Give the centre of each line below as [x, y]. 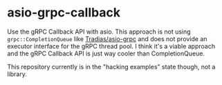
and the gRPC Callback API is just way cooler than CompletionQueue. [106, 53]
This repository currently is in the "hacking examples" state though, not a [111, 66]
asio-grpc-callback [64, 13]
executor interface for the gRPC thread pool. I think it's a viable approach [111, 46]
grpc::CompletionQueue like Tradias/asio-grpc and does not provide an [107, 38]
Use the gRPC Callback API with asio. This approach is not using [99, 32]
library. [17, 74]
